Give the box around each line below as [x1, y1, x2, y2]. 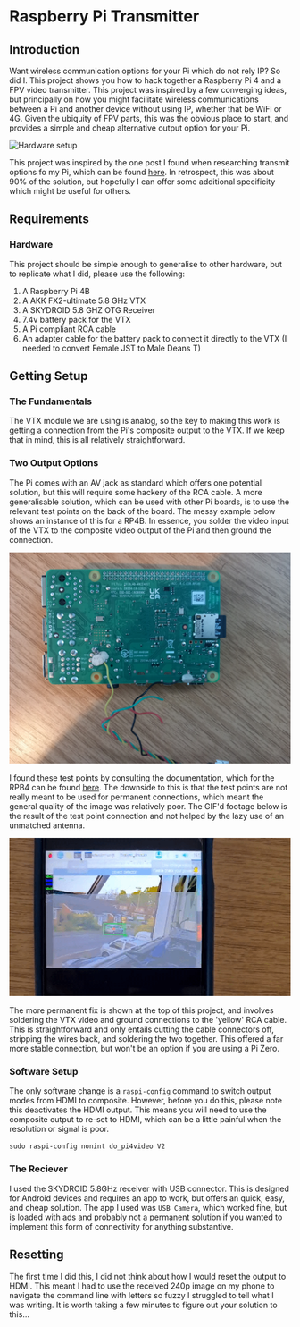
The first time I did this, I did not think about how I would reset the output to [9, 1271, 287, 1281]
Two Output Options [9, 457, 99, 469]
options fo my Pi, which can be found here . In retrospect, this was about [9, 167, 275, 177]
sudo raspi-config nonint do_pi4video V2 [9, 1142, 166, 1151]
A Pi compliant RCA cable [21, 324, 117, 334]
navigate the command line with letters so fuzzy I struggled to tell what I [9, 1289, 274, 1300]
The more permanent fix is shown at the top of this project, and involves [9, 1005, 274, 1016]
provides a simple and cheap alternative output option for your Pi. [9, 123, 251, 133]
